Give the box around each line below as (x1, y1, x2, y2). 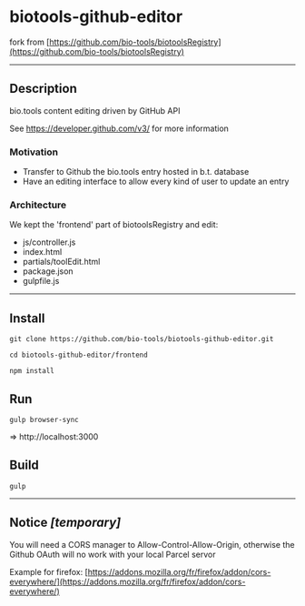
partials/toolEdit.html (22, 257, 101, 268)
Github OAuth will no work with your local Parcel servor (9, 549, 216, 560)
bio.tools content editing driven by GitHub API (9, 105, 181, 116)
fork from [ (9, 36, 50, 47)
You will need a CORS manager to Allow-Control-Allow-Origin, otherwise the (9, 539, 295, 550)
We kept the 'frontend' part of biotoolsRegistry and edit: (9, 219, 219, 230)
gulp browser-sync (9, 415, 79, 424)
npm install (9, 367, 54, 376)
